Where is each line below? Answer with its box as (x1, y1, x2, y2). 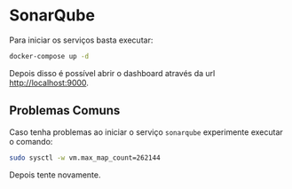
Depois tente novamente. (9, 169, 101, 180)
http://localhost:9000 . (9, 77, 89, 88)
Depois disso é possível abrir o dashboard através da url (9, 67, 216, 78)
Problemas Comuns (9, 103, 121, 118)
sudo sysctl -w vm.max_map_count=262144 (9, 153, 162, 162)
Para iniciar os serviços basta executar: (9, 35, 154, 45)
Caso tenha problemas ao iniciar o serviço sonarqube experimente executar (9, 126, 284, 138)
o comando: (9, 136, 53, 146)
